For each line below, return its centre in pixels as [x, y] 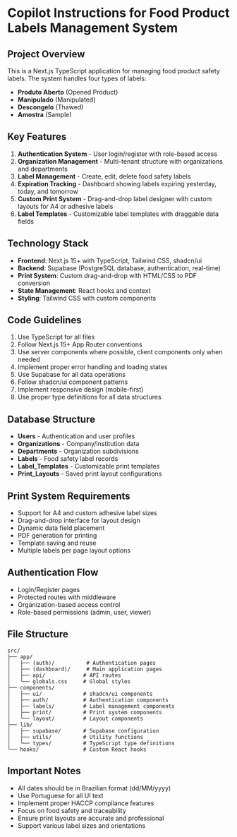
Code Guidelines [45, 320]
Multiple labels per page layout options [74, 550]
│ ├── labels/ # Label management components [91, 706]
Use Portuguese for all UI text [60, 795]
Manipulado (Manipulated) [56, 100]
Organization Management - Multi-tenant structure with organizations [120, 161]
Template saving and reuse [57, 543]
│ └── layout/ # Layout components [75, 718]
